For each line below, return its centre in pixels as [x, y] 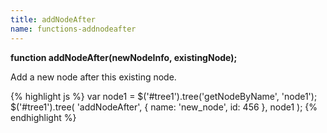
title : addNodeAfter [53, 19]
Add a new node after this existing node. [93, 77]
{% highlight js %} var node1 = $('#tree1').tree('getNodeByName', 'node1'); [164, 96]
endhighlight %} [43, 117]
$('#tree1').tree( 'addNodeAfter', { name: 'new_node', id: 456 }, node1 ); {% [164, 107]
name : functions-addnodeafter [73, 29]
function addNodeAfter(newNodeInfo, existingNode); [124, 57]
